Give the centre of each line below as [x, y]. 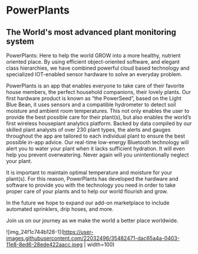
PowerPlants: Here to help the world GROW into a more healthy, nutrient [93, 56]
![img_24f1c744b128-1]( [35, 232]
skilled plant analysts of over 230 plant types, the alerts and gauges [88, 130]
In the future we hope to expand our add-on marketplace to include [88, 203]
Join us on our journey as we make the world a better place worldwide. [92, 220]
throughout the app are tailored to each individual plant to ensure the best [96, 136]
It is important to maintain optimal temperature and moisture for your [89, 172]
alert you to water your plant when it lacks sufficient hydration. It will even [96, 149]
